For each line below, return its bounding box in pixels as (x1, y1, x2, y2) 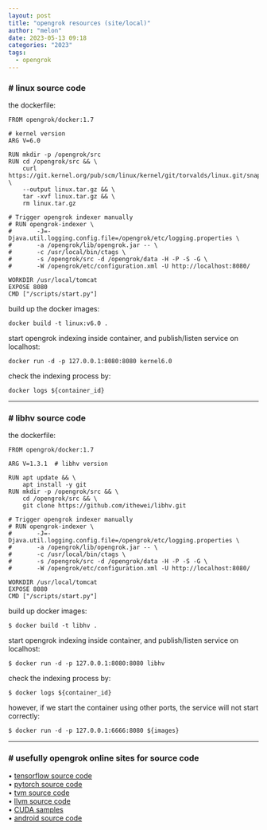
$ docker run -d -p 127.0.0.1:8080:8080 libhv (8, 660, 165, 668)
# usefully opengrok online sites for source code (8, 753, 199, 764)
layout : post (8, 11, 52, 20)
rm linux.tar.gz (22, 200, 77, 208)
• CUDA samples (8, 805, 64, 814)
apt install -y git (22, 481, 87, 489)
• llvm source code (8, 796, 72, 805)
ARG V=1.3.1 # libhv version (8, 460, 109, 468)
